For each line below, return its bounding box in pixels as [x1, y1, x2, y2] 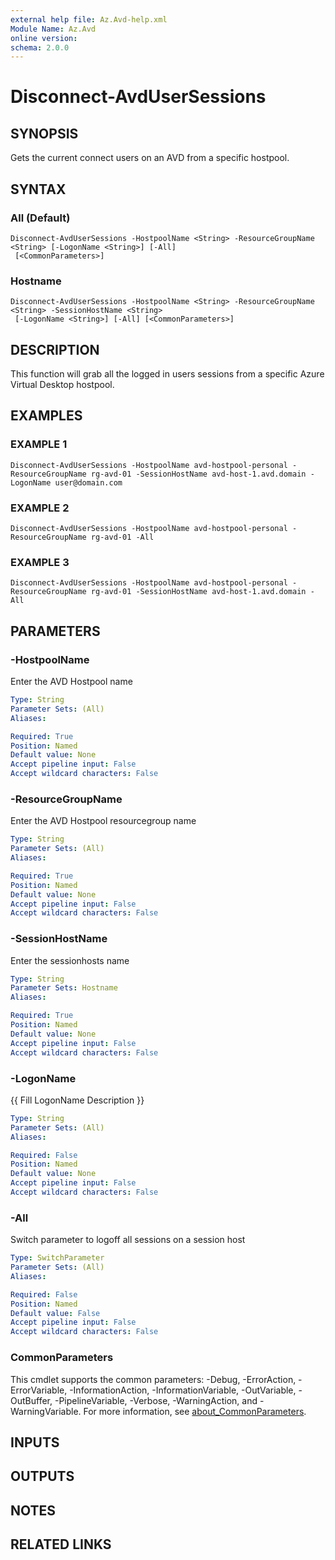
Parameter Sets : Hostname [10, 983, 118, 993]
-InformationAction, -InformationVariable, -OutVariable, [69, 1384, 297, 1396]
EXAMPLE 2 [10, 501, 70, 515]
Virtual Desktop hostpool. [10, 379, 115, 391]
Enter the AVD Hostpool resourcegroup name [10, 815, 197, 827]
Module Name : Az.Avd [10, 24, 97, 34]
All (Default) [10, 211, 71, 225]
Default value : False [10, 1308, 101, 1318]
